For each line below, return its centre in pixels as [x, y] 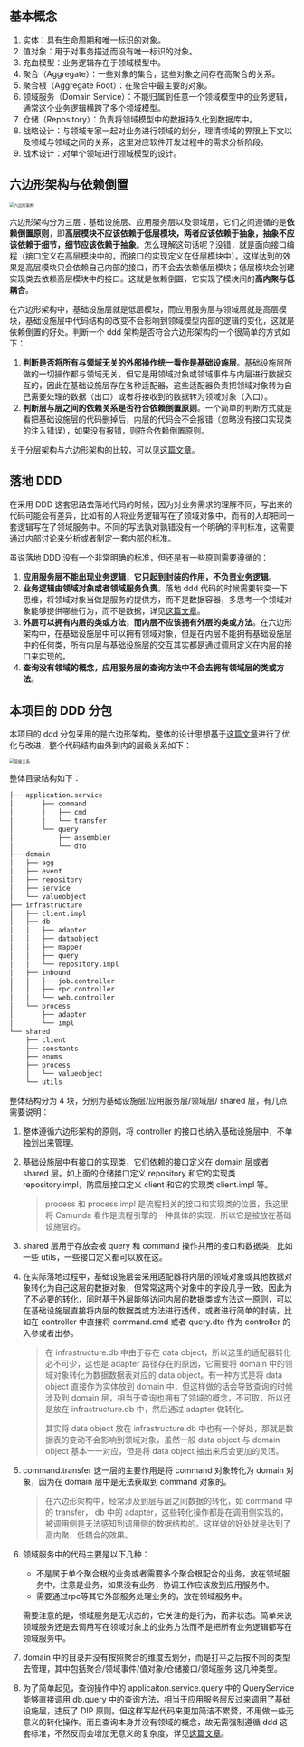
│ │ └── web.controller [62, 998]
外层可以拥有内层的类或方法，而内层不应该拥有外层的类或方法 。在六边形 [157, 622]
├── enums [44, 1057]
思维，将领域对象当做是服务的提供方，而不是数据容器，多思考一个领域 [153, 600]
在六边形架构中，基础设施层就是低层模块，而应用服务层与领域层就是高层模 [148, 309]
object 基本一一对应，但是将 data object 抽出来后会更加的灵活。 [164, 1450]
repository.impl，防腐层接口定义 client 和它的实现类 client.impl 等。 [147, 1184]
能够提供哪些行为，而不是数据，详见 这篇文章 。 [118, 611]
